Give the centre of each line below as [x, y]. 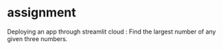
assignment [42, 13]
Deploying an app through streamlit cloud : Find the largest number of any [111, 32]
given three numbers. [37, 38]
